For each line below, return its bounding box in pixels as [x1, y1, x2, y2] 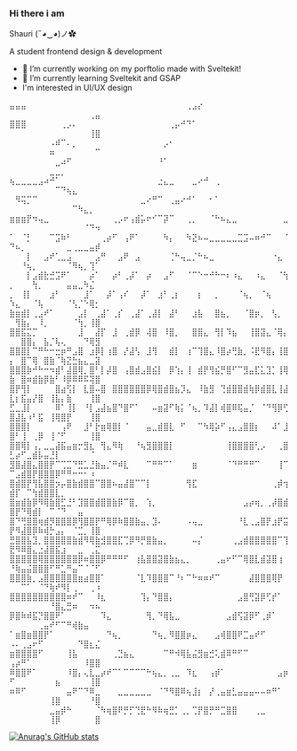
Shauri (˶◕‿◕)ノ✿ [9, 28, 77, 39]
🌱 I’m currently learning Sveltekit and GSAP [21, 73, 181, 84]
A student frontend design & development [9, 46, 163, 57]
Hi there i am [9, 7, 65, 20]
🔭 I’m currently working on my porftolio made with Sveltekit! [21, 63, 242, 74]
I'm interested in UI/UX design [21, 83, 133, 93]
